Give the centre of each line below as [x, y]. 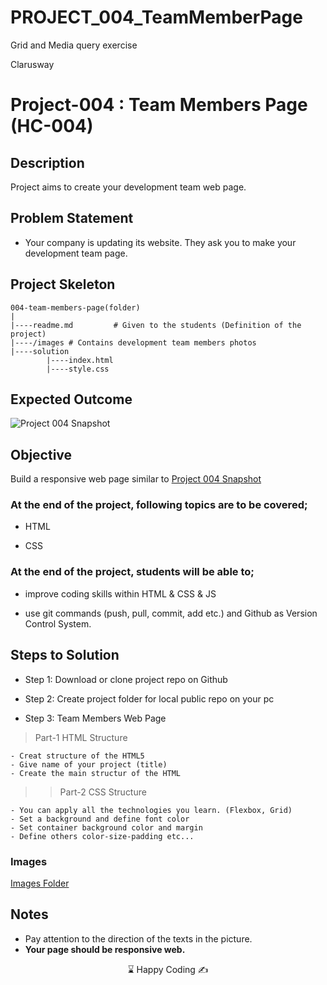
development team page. [76, 253]
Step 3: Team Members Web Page [95, 718]
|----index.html [80, 360]
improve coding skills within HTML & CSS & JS [120, 593]
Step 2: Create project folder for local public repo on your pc [149, 698]
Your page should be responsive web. [105, 949]
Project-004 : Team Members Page [159, 105]
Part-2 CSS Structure [103, 792]
